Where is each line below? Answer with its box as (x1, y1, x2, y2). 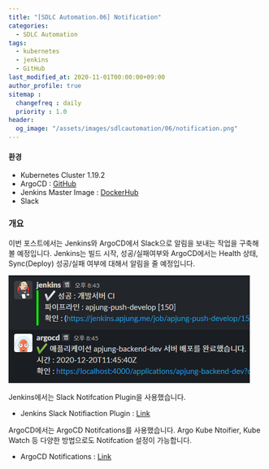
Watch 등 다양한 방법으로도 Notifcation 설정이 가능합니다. (8, 435, 193, 445)
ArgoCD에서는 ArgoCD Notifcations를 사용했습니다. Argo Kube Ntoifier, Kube (8, 425, 261, 435)
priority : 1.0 (15, 107, 67, 115)
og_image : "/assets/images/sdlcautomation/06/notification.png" (15, 124, 238, 133)
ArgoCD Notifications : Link (20, 451, 112, 461)
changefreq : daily (15, 98, 82, 107)
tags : (8, 39, 27, 47)
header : (8, 116, 35, 124)
